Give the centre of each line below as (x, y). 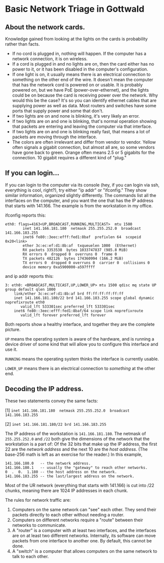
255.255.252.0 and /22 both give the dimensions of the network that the (77, 439)
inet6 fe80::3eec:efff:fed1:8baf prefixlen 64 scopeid (82, 237)
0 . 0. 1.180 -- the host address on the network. (61, 472)
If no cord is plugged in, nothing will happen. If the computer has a (79, 53)
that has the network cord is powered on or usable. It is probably (77, 85)
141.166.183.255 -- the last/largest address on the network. (70, 476)
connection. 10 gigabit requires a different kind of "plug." (69, 158)
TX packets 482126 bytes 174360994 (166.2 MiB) (73, 258)
